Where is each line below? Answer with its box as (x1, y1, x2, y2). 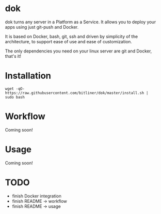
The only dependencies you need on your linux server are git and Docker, (5, 48, 152, 54)
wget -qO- (5, 86, 25, 91)
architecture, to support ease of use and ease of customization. (5, 38, 132, 44)
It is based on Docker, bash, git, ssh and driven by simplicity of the (5, 33, 138, 39)
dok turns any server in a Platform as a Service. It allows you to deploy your (5, 19, 156, 25)
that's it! (5, 53, 21, 59)
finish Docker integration (12, 193, 62, 199)
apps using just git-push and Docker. (5, 24, 79, 30)
